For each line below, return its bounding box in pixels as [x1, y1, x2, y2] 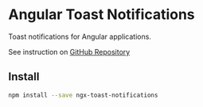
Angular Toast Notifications [8, 6, 195, 24]
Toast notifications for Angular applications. [8, 32, 151, 41]
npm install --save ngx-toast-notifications [8, 91, 158, 99]
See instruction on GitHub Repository [8, 47, 131, 56]
